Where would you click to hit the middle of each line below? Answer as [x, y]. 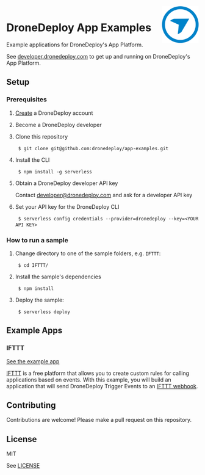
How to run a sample [37, 240]
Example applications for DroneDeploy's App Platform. [75, 45]
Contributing [31, 405]
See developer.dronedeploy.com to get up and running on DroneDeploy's [98, 56]
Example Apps [34, 331]
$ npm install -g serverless [55, 172]
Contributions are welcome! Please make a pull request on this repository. [99, 420]
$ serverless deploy [44, 312]
